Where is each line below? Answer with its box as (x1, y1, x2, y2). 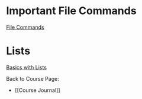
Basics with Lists (6, 64, 47, 71)
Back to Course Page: (6, 75, 59, 82)
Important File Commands (6, 4, 137, 18)
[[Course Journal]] (14, 87, 60, 94)
